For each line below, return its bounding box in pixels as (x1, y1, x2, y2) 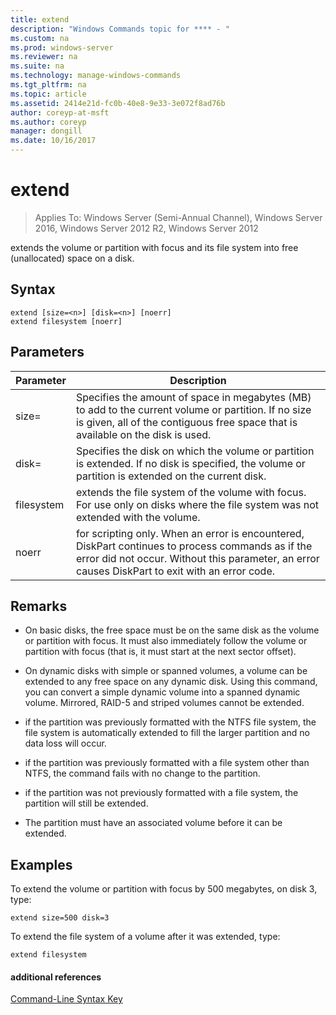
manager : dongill (10, 126, 83, 136)
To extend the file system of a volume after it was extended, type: (10, 931, 281, 943)
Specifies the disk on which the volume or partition (75, 444, 315, 458)
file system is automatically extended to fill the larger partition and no (24, 727, 310, 739)
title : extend (10, 14, 70, 25)
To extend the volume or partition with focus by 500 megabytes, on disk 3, (10, 883, 318, 895)
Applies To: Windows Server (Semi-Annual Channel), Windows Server (34, 211, 323, 223)
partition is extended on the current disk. (75, 469, 267, 483)
